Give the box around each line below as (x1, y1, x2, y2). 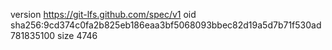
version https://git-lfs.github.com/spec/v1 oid (10, 9, 197, 20)
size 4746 (56, 30, 98, 41)
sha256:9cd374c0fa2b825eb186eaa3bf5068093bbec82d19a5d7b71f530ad (10, 19, 322, 31)
